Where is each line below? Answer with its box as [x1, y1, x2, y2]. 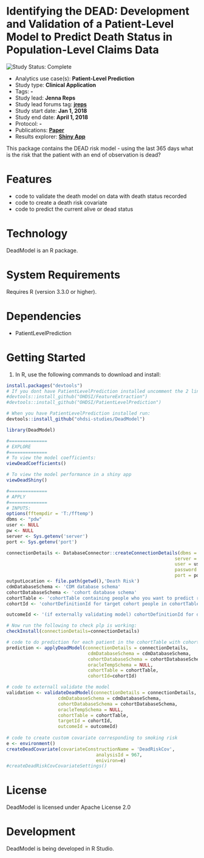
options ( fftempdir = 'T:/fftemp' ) [6, 511, 94, 517]
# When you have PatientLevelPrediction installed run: [6, 410, 151, 417]
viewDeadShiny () [6, 477, 47, 483]
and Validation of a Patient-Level [6, 17, 174, 31]
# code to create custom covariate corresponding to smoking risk [6, 735, 178, 741]
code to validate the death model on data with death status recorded [15, 192, 187, 200]
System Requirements [6, 268, 120, 282]
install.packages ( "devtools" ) [6, 383, 83, 389]
